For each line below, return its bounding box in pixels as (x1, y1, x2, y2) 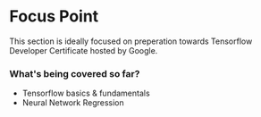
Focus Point (9, 6, 99, 27)
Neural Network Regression (21, 97, 125, 108)
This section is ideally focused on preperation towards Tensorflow (9, 36, 253, 46)
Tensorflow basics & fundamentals (21, 88, 150, 99)
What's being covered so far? (9, 67, 140, 79)
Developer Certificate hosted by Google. (9, 45, 158, 55)
